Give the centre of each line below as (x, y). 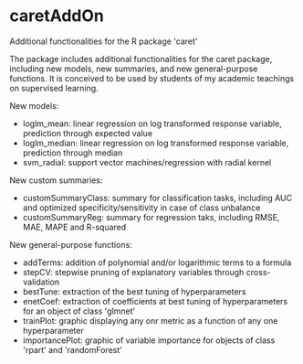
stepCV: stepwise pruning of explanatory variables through (133, 272)
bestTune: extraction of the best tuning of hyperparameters (134, 291)
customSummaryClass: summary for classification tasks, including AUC (157, 198)
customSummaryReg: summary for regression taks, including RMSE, (151, 217)
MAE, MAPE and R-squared (74, 227)
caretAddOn (57, 16)
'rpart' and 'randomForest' (73, 349)
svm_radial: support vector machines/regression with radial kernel (147, 162)
